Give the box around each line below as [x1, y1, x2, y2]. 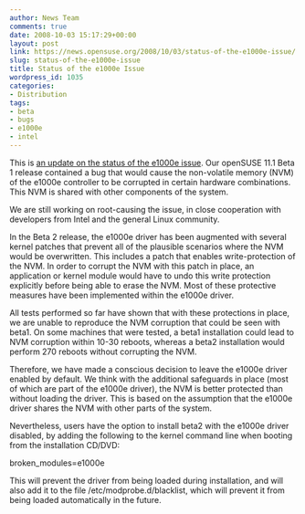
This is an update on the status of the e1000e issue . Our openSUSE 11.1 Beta [9, 157, 295, 168]
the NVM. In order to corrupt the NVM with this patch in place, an [9, 260, 255, 271]
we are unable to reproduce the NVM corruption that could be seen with [9, 317, 281, 328]
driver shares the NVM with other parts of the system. [9, 403, 213, 414]
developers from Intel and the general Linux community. [9, 214, 220, 225]
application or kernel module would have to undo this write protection [9, 270, 271, 281]
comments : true [9, 22, 68, 31]
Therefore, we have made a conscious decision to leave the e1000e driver [9, 363, 288, 374]
